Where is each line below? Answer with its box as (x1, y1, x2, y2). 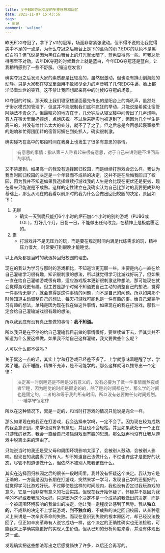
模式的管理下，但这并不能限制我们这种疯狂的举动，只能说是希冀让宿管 (18, 104, 160, 110)
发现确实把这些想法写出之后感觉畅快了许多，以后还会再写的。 (5, 543, 130, 549)
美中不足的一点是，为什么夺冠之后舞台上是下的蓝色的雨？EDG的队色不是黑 (5, 46, 156, 52)
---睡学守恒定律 (17, 398, 50, 404)
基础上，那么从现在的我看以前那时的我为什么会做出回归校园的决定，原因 (5, 191, 151, 197)
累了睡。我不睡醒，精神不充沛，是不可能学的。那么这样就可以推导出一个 (5, 363, 151, 369)
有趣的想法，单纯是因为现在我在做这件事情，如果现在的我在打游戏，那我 (9, 302, 156, 308)
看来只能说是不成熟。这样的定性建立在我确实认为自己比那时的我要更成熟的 (9, 184, 160, 190)
